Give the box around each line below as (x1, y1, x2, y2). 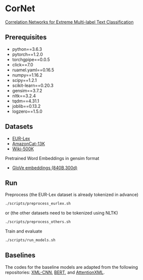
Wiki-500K (12, 146, 34, 152)
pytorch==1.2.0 (12, 51, 43, 57)
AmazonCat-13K (12, 140, 45, 146)
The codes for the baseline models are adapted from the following (5, 264, 138, 270)
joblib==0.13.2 (12, 103, 41, 109)
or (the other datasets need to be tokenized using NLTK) (5, 210, 118, 216)
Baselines (5, 251, 36, 260)
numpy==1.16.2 (12, 72, 42, 78)
